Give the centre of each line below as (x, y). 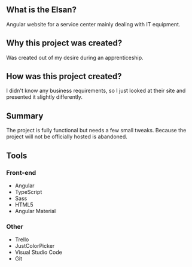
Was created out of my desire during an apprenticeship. (75, 57)
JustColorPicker (35, 246)
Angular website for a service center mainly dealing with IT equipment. (93, 24)
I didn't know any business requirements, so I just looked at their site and (96, 91)
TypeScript (28, 192)
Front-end (21, 172)
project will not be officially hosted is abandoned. (67, 136)
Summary (25, 116)
